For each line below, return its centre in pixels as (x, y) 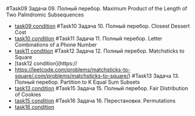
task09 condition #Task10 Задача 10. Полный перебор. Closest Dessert (102, 26)
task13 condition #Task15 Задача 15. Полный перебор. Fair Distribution (101, 88)
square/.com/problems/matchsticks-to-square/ (72, 76)
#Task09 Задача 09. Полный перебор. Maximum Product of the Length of (97, 8)
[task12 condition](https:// (46, 63)
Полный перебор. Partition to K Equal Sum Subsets (77, 82)
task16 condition (34, 107)
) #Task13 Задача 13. (154, 76)
